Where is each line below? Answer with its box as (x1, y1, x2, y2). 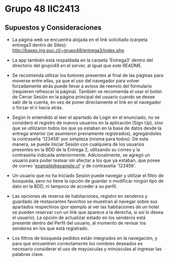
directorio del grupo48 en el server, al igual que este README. (12, 63, 143, 68)
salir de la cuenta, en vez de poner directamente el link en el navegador (12, 99, 161, 105)
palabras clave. (12, 251, 44, 257)
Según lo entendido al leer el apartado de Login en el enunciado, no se (12, 114, 160, 120)
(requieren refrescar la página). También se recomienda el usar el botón (12, 89, 162, 94)
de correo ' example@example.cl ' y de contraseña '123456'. (12, 163, 137, 168)
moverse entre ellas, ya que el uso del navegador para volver (12, 78, 140, 83)
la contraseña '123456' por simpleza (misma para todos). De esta (12, 136, 149, 142)
